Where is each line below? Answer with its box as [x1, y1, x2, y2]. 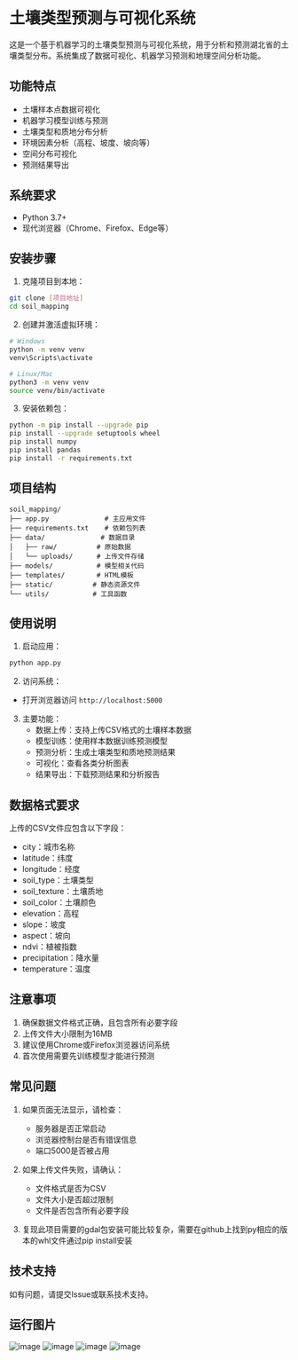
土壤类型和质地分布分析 [21, 126, 108, 137]
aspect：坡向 [21, 931, 71, 941]
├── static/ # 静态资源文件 [9, 580, 140, 589]
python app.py [9, 658, 62, 668]
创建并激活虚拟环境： [21, 319, 100, 330]
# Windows [9, 337, 46, 346]
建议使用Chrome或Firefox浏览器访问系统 [21, 1039, 170, 1049]
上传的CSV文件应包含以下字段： [9, 822, 127, 834]
